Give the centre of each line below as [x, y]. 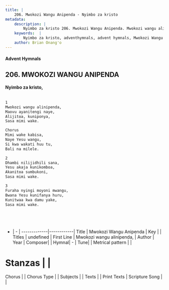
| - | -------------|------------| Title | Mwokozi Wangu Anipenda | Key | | [87, 232]
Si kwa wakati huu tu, [29, 144]
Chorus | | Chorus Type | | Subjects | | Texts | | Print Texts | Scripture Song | [84, 277]
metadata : [16, 19]
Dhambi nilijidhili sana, [32, 163]
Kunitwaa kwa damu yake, [31, 200]
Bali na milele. [22, 149]
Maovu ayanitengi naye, [30, 112]
